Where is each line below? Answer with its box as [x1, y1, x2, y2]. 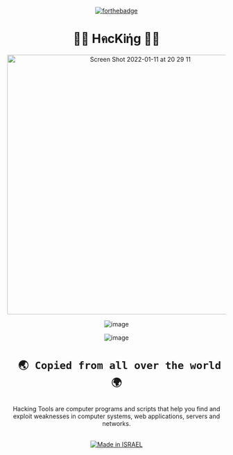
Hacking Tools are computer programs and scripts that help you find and [12, 405, 221, 413]
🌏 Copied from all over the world [18, 359, 222, 372]
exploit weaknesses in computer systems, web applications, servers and [12, 412, 221, 420]
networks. [102, 420, 131, 428]
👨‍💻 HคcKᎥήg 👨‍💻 [72, 31, 161, 47]
